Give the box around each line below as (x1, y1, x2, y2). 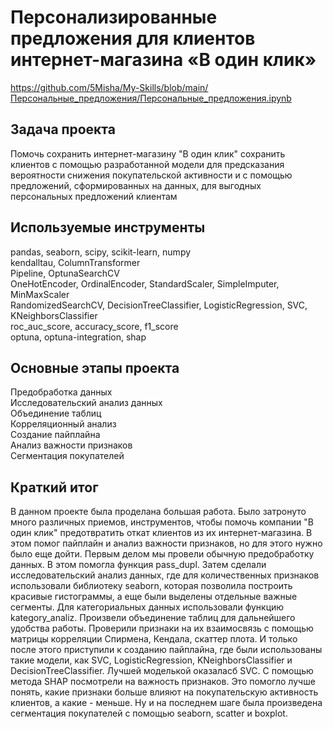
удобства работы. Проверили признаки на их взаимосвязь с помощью (10, 622, 314, 635)
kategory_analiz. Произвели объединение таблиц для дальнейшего (10, 612, 296, 624)
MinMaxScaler (10, 288, 70, 300)
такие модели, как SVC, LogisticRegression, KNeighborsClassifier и (10, 654, 293, 666)
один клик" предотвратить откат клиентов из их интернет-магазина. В (10, 527, 313, 539)
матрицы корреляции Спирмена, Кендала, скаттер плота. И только (10, 633, 298, 645)
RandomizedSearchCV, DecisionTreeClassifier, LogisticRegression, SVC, (10, 299, 308, 311)
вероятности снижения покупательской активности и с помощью (10, 169, 293, 181)
